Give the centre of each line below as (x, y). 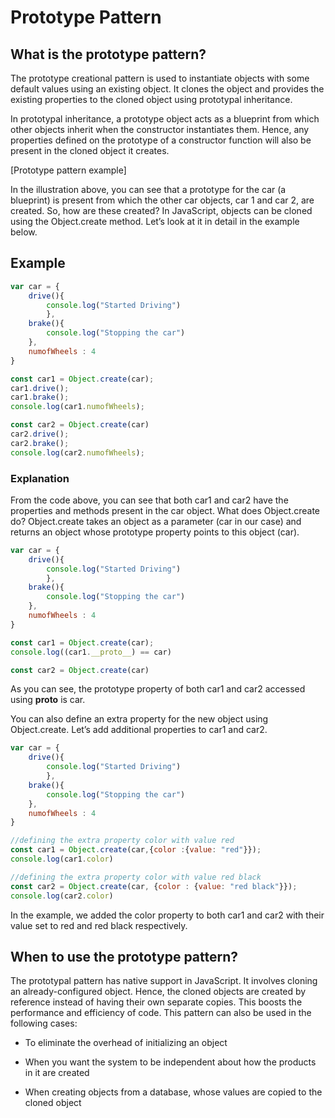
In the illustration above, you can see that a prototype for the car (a (148, 189)
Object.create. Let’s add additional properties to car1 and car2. (139, 730)
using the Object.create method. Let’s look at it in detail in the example (155, 221)
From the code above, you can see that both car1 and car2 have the (149, 500)
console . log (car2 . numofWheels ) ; (77, 452)
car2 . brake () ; (40, 443)
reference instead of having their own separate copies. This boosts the (156, 1002)
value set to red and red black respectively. (99, 925)
